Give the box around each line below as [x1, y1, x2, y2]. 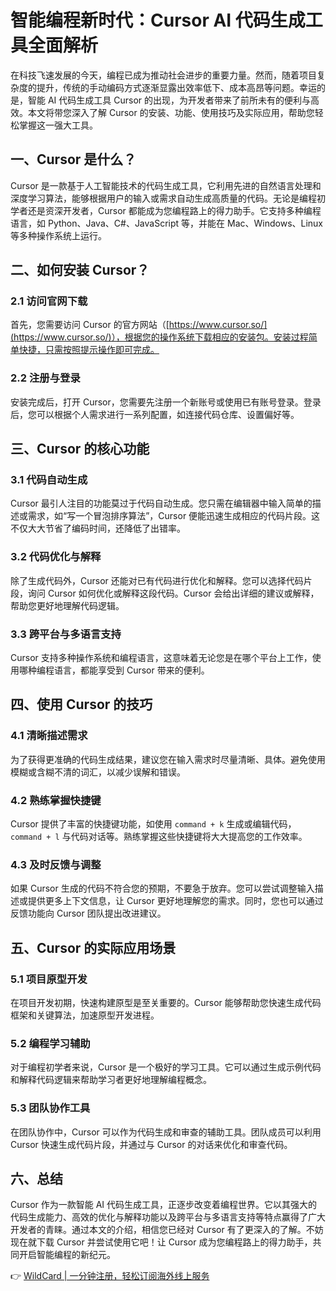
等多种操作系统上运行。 [10, 229, 107, 241]
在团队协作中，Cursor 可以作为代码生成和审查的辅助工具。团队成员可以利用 [10, 1126, 322, 1138]
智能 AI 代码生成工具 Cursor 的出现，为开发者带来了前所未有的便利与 [27, 94, 311, 106]
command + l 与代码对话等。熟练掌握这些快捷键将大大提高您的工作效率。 [10, 831, 308, 842]
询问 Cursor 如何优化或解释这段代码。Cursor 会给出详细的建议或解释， [27, 587, 320, 599]
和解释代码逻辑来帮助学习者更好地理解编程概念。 [10, 1074, 212, 1086]
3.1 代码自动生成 [10, 473, 88, 487]
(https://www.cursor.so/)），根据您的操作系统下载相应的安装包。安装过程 [10, 331, 309, 343]
